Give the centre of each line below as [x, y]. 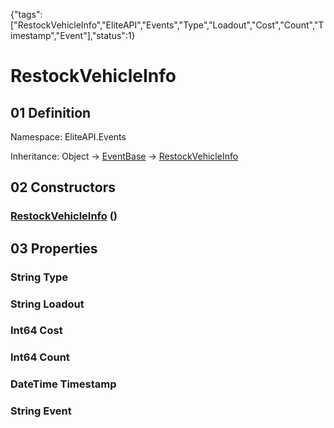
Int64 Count [40, 357]
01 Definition [51, 112]
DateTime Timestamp [63, 384]
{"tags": [26, 14]
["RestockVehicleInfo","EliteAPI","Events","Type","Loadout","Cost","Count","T [167, 25]
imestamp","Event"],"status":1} [73, 35]
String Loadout [47, 304]
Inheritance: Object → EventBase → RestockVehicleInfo [124, 156]
